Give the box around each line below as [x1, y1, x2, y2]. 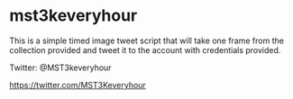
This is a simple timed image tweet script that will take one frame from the [9, 35, 284, 46]
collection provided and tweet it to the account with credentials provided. [9, 44, 281, 55]
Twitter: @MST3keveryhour [9, 62, 112, 73]
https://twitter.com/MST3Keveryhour [9, 79, 146, 90]
